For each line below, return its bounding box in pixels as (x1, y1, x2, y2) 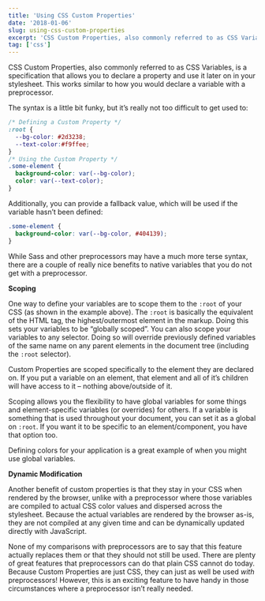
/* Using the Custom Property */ (8, 155, 118, 163)
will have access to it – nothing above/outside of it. (8, 381, 173, 391)
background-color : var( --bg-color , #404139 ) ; (15, 230, 168, 238)
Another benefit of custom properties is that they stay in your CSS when (8, 484, 243, 494)
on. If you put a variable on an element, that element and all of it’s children (8, 373, 248, 382)
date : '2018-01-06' (8, 19, 73, 27)
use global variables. (8, 453, 76, 463)
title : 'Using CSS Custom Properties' (8, 11, 136, 20)
